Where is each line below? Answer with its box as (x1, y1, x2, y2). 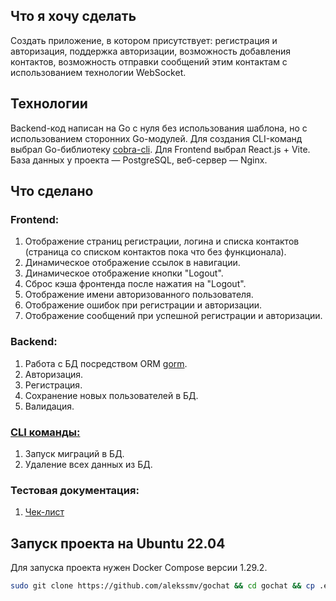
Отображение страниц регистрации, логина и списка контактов (24, 235, 300, 248)
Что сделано (10, 183, 94, 200)
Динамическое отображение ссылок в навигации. (24, 257, 241, 269)
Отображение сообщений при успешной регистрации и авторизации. (24, 310, 323, 322)
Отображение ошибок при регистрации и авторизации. (24, 299, 263, 311)
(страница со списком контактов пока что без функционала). (24, 246, 287, 258)
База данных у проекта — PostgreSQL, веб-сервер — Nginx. (10, 154, 268, 166)
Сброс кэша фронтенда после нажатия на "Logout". (24, 278, 247, 290)
